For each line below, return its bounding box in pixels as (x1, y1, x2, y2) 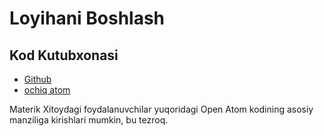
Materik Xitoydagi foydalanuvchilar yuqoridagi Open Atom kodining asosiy (9, 103, 314, 115)
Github (23, 73, 52, 85)
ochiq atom (23, 84, 71, 96)
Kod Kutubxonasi (9, 47, 119, 64)
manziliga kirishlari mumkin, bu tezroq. (9, 114, 169, 126)
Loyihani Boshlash (9, 7, 166, 30)
